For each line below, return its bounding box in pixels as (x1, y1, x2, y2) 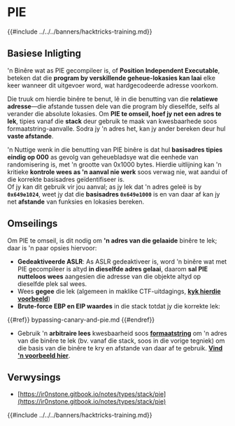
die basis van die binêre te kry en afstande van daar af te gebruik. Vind (17, 343, 223, 352)
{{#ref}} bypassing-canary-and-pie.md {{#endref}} (7, 315, 155, 324)
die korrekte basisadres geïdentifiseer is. (7, 175, 124, 183)
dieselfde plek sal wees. (17, 279, 87, 287)
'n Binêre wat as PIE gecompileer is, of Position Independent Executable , (7, 66, 220, 74)
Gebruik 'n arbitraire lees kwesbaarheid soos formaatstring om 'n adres (17, 329, 227, 337)
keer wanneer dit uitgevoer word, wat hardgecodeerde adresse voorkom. (7, 81, 218, 90)
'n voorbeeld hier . (17, 351, 71, 360)
